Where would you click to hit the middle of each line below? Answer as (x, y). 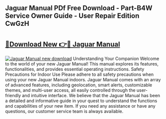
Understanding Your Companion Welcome (116, 59)
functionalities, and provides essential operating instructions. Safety (75, 69)
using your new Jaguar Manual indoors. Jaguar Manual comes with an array (83, 80)
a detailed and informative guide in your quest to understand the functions (81, 101)
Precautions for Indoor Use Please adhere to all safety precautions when (80, 74)
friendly (13, 95)
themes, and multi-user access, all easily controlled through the (70, 90)
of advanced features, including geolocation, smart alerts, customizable (79, 85)
